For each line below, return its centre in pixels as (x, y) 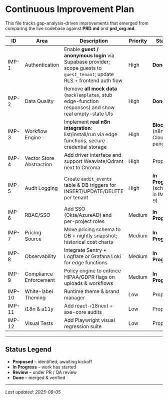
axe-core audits (83, 312)
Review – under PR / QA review (44, 372)
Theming (35, 297)
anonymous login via (89, 55)
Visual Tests (39, 323)
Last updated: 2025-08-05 (33, 392)
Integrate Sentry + (85, 250)
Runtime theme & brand (92, 291)
